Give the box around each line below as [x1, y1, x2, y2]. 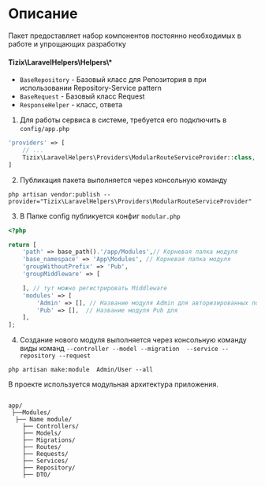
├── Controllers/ [22, 423, 80, 431]
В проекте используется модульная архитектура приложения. [8, 379, 218, 389]
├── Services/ [22, 457, 69, 465]
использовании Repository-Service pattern [19, 84, 162, 93]
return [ [8, 241, 37, 249]
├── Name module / [15, 416, 73, 424]
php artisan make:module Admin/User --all [8, 366, 154, 374]
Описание [8, 5, 78, 23]
